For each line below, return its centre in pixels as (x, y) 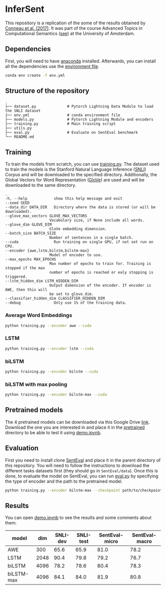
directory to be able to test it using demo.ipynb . (53, 432)
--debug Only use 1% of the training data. (66, 303)
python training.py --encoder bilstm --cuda (52, 371)
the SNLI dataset (23, 111)
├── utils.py (19, 128)
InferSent (25, 9)
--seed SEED (17, 203)
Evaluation (22, 448)
